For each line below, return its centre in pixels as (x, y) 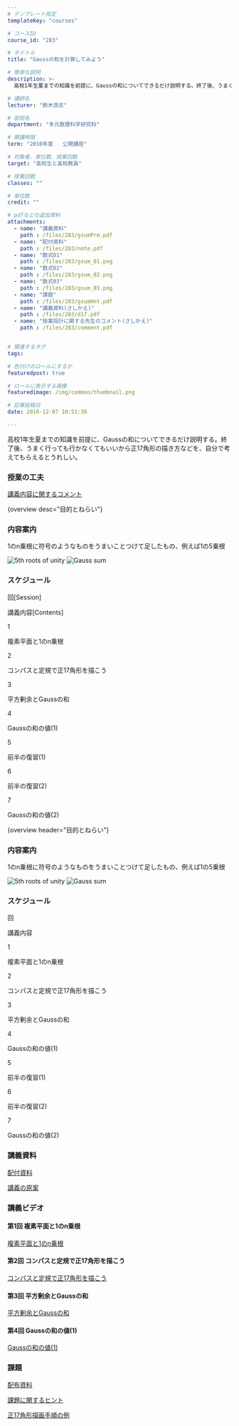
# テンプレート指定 (32, 14)
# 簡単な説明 (24, 73)
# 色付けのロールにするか (40, 366)
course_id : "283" (33, 40)
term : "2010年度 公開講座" (47, 144)
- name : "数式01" (38, 255)
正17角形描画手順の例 (38, 1415)
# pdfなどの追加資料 (34, 215)
